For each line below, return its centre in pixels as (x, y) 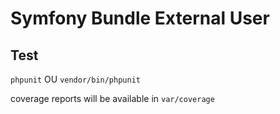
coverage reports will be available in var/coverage (112, 98)
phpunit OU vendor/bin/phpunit (75, 79)
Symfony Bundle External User (140, 18)
